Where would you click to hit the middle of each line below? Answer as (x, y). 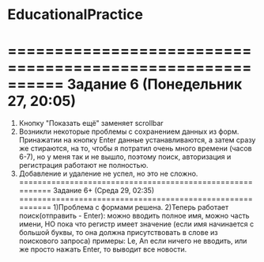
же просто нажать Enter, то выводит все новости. (103, 249)
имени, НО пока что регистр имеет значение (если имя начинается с (136, 224)
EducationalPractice (75, 15)
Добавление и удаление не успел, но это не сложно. (108, 174)
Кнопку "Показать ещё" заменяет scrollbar (91, 123)
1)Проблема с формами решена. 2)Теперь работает (141, 207)
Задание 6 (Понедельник (155, 84)
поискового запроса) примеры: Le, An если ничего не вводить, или (133, 241)
